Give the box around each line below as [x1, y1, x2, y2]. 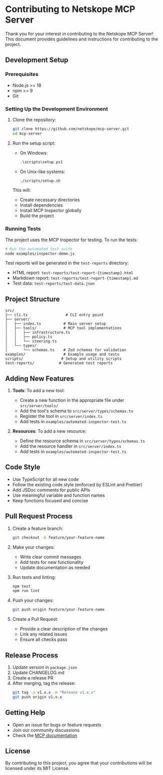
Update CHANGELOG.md [12, 669, 65, 676]
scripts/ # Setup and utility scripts [5, 356, 122, 361]
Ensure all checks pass [19, 636, 67, 642]
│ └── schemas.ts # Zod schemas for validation [5, 348, 126, 353]
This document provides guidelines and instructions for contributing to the [5, 36, 158, 42]
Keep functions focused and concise [12, 497, 88, 503]
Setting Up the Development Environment [5, 105, 108, 112]
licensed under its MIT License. [5, 765, 70, 771]
